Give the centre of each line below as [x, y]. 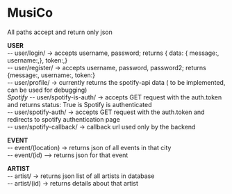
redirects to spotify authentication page [64, 119]
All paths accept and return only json [60, 32]
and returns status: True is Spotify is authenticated [80, 104]
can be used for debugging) [47, 90]
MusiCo [30, 13]
